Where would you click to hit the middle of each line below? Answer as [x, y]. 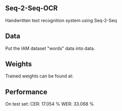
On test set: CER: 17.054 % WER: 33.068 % [50, 104]
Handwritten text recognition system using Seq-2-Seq [61, 20]
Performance [26, 92]
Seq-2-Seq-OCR [31, 8]
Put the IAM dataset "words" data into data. [50, 48]
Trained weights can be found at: [39, 76]
